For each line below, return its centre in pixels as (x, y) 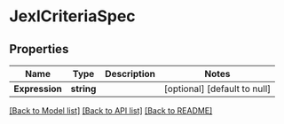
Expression (38, 89)
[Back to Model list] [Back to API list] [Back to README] (111, 111)
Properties (39, 49)
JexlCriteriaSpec (72, 16)
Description (130, 74)
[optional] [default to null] (217, 89)
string (83, 89)
